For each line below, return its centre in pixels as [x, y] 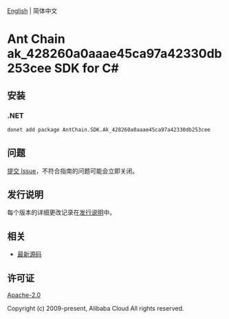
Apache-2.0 [24, 295]
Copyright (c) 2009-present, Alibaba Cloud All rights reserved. [96, 308]
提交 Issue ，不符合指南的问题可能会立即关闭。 [73, 171]
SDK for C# [86, 69]
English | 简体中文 [32, 11]
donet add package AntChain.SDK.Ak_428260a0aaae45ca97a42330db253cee [109, 130]
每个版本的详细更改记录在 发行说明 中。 [61, 212]
